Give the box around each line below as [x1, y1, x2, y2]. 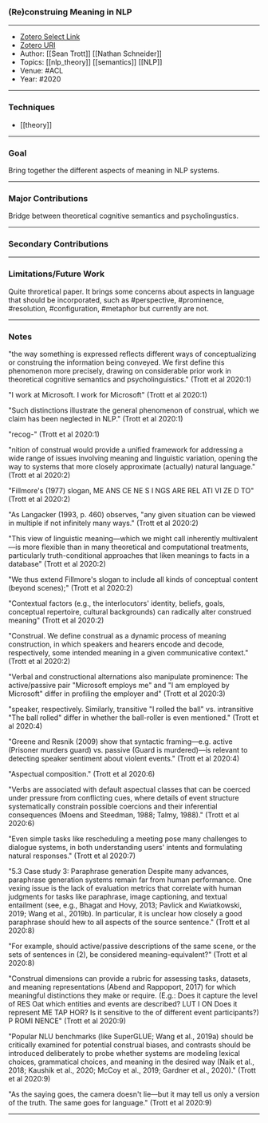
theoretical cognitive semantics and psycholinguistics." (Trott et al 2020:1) [8, 374, 252, 385]
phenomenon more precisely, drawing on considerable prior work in [8, 366, 231, 376]
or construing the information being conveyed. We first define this [8, 358, 225, 367]
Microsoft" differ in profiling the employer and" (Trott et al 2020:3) [8, 689, 226, 698]
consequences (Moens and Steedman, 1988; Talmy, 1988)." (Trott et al [8, 810, 239, 820]
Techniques [8, 102, 56, 113]
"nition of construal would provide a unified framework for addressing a [8, 445, 243, 455]
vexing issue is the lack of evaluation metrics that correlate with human [8, 884, 242, 893]
